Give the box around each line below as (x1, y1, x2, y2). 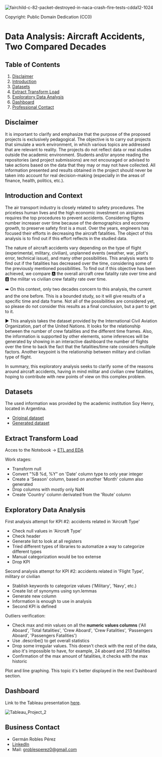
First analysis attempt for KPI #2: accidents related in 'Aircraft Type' (5, 519, 140, 525)
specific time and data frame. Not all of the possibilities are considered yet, (5, 298, 155, 304)
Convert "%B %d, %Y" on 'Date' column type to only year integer (12, 471, 143, 477)
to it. (5, 308, 14, 314)
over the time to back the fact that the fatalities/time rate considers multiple (5, 343, 156, 349)
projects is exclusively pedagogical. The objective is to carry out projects (5, 136, 151, 142)
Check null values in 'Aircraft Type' (12, 528, 82, 534)
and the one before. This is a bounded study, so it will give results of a (5, 293, 146, 299)
